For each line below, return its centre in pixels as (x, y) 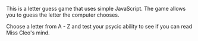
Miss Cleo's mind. (28, 33)
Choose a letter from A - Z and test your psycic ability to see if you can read (99, 26)
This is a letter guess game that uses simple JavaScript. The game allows (96, 9)
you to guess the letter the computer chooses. (63, 15)
